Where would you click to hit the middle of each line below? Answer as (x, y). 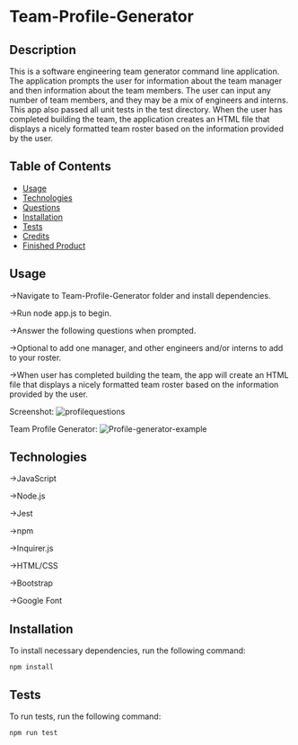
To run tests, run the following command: (85, 716)
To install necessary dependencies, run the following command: (127, 651)
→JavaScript (33, 479)
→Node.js (27, 496)
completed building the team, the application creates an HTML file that (140, 119)
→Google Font (36, 601)
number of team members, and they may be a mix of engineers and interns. (149, 100)
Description (43, 50)
